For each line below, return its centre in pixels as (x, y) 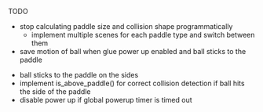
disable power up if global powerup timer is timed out (106, 100)
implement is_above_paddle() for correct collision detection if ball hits (132, 83)
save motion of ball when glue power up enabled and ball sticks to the (133, 51)
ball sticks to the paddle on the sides (79, 75)
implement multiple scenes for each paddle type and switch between (143, 35)
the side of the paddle (55, 92)
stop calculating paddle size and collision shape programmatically (126, 26)
